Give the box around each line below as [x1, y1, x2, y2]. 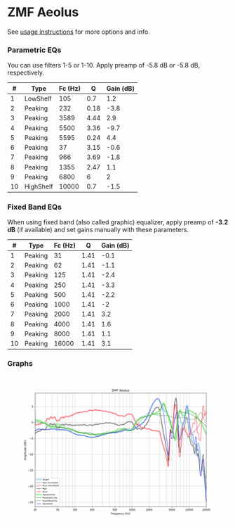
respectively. [7, 68, 44, 77]
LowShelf [24, 94, 52, 103]
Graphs [7, 359, 33, 369]
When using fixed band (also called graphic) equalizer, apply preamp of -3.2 [7, 218, 229, 227]
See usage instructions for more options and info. [7, 27, 151, 36]
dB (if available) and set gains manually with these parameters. [7, 226, 189, 234]
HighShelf [24, 182, 53, 191]
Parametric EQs [7, 45, 62, 55]
